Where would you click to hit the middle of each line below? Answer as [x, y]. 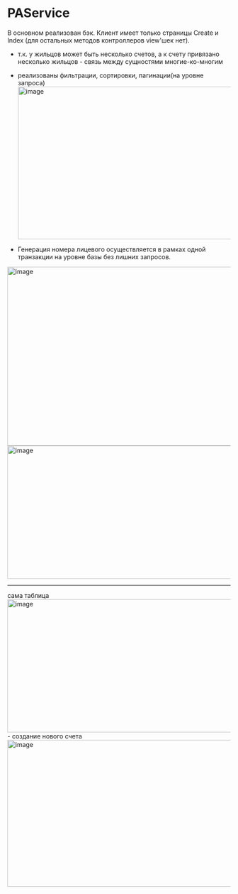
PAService [39, 13]
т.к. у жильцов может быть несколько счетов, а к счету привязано [118, 54]
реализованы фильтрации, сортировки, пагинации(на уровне [110, 75]
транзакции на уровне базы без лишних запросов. [94, 256]
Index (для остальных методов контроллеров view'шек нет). [98, 40]
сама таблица [28, 595]
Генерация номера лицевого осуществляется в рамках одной [112, 249]
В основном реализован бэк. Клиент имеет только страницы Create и [113, 33]
